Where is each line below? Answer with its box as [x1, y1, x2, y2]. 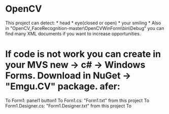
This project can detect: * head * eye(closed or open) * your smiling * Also [5, 20, 161, 26]
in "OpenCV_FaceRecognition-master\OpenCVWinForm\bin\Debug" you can [5, 25, 164, 31]
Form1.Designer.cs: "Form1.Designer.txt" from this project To [5, 102, 132, 109]
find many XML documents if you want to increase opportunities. [5, 30, 141, 36]
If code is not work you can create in [5, 49, 161, 60]
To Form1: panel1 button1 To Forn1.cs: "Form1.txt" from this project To [5, 97, 150, 103]
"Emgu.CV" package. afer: [5, 81, 120, 92]
